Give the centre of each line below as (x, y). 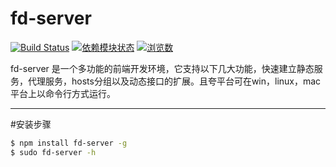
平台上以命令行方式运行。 (63, 93)
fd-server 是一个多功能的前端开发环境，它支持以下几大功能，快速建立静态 (162, 68)
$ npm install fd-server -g (69, 143)
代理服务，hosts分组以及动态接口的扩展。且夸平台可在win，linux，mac (174, 81)
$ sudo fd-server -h (53, 152)
